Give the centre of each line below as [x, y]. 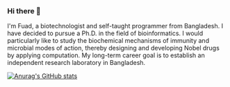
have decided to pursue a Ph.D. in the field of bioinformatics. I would [105, 33]
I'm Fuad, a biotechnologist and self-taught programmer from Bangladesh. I [115, 26]
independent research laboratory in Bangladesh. [76, 63]
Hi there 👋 [24, 11]
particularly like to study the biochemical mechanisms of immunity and [108, 41]
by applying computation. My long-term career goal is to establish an [106, 55]
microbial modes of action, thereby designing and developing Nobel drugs [114, 48]
